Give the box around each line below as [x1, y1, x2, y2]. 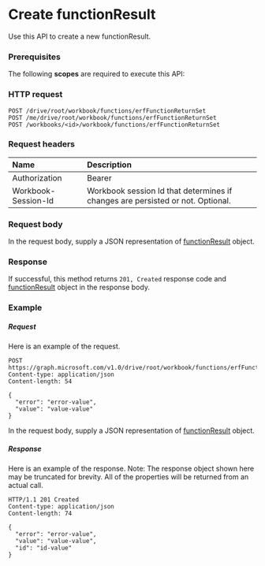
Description [86, 159, 132, 170]
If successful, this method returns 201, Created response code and [8, 274, 227, 284]
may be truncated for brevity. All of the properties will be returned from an [8, 472, 249, 482]
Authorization [12, 172, 62, 183]
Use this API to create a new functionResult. [8, 32, 151, 41]
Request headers [8, 139, 76, 150]
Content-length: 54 [8, 378, 73, 385]
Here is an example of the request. [8, 341, 121, 352]
